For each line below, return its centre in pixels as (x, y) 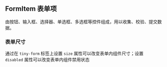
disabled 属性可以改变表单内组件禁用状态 (47, 60)
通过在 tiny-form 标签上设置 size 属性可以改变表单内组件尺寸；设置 (74, 54)
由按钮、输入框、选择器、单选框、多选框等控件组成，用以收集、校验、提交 (81, 22)
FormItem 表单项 (31, 9)
